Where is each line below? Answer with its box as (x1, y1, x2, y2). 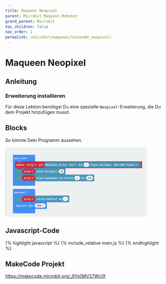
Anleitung (5, 77, 37, 86)
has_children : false (5, 24, 49, 29)
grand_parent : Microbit (5, 19, 56, 24)
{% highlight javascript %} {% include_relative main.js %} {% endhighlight (5, 240, 159, 246)
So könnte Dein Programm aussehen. (5, 137, 83, 143)
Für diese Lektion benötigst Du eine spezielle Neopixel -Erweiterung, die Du (5, 103, 161, 109)
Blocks (5, 124, 27, 132)
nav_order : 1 (5, 29, 33, 35)
